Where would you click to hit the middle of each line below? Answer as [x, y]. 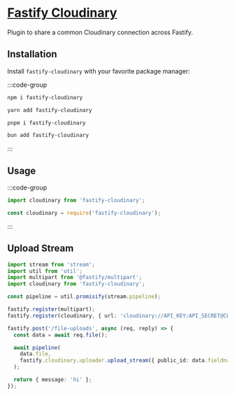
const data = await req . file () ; [61, 335]
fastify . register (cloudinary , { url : [62, 316]
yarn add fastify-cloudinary [50, 110]
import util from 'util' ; [45, 271]
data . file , [36, 354]
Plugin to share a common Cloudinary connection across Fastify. [100, 32]
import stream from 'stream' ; [51, 264]
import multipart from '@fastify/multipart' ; [74, 278]
